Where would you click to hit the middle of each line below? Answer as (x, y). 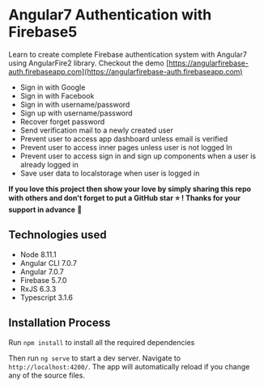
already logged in (49, 164)
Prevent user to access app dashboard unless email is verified (124, 138)
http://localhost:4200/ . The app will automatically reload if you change (129, 366)
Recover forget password (62, 121)
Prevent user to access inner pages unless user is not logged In (126, 147)
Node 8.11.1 (38, 254)
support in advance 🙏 (45, 209)
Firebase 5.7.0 (43, 280)
